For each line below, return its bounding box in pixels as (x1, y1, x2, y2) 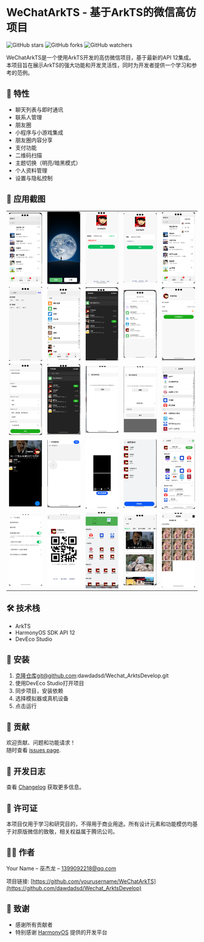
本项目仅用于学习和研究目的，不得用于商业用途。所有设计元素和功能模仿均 (6, 820, 192, 828)
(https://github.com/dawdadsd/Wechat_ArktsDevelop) (6, 884, 141, 891)
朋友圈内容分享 (15, 136, 53, 144)
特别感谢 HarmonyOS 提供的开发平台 (15, 929, 107, 936)
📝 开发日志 (6, 766, 46, 776)
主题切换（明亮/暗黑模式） (15, 159, 81, 166)
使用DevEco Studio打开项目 (15, 679, 84, 686)
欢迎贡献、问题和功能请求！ (6, 739, 76, 746)
